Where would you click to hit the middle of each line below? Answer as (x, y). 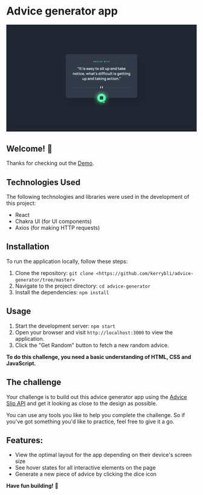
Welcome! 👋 (29, 148)
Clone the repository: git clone (54, 273)
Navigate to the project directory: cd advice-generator (83, 286)
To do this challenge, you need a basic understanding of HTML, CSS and (99, 357)
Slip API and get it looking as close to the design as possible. (82, 403)
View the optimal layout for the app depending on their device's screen (103, 455)
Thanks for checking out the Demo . (50, 163)
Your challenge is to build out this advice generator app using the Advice (97, 396)
